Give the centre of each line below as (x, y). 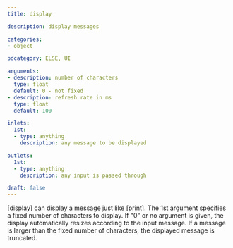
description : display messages (53, 26)
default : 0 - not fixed (48, 91)
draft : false (26, 188)
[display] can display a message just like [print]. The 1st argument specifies (117, 208)
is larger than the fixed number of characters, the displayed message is (111, 230)
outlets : (20, 156)
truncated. (22, 238)
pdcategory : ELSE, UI (39, 58)
